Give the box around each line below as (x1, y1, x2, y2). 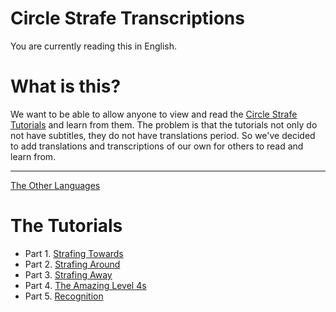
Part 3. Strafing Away (24, 268, 113, 281)
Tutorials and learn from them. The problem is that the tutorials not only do (10, 118, 318, 131)
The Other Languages (10, 179, 101, 191)
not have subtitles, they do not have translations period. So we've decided (10, 129, 316, 141)
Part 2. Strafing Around (24, 258, 121, 270)
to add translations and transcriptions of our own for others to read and (10, 140, 304, 152)
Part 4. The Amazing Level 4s (24, 279, 147, 291)
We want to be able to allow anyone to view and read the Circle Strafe (10, 108, 298, 120)
